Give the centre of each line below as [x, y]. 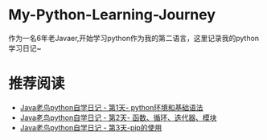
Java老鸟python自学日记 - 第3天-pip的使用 [91, 127]
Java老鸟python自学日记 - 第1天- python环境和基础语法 [111, 107]
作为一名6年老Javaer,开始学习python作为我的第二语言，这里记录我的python [134, 38]
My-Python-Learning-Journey [112, 15]
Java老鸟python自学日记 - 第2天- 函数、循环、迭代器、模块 [118, 117]
